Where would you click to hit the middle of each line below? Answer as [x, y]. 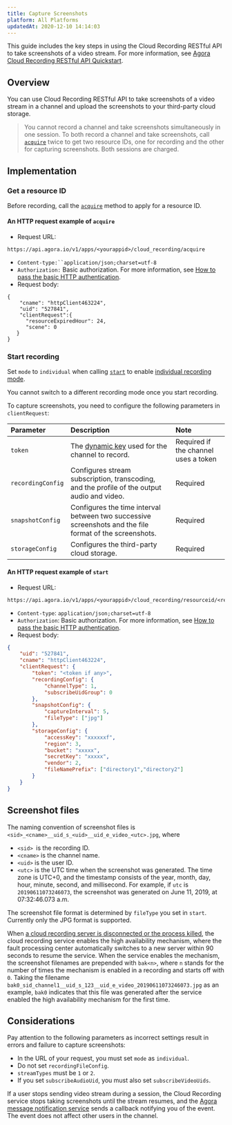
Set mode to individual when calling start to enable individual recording [109, 372]
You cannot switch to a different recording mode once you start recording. [113, 393]
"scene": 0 [41, 328]
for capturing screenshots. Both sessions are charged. [101, 149]
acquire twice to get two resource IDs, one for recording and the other [124, 142]
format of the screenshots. [113, 533]
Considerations [41, 1021]
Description [90, 431]
